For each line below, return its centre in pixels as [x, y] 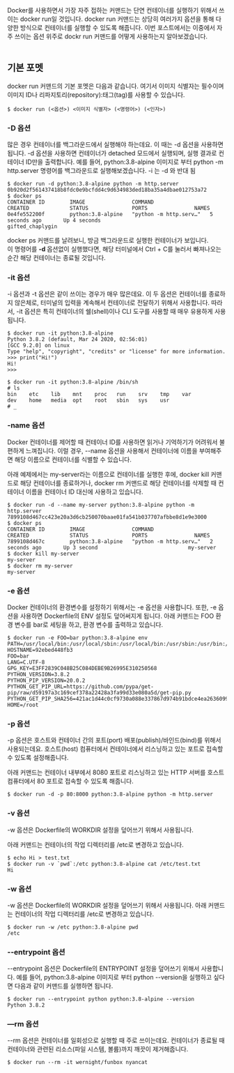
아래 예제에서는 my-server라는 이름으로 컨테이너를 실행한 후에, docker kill [108, 474]
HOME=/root [23, 705]
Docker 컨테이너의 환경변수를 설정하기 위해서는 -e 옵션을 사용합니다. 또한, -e [112, 607]
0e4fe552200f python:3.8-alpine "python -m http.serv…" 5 [110, 215]
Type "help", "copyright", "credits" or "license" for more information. [117, 352]
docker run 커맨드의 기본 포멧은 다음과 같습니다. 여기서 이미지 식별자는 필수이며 [116, 86]
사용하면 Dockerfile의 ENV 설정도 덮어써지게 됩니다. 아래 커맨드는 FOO [117, 616]
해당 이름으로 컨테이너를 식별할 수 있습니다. [73, 459]
